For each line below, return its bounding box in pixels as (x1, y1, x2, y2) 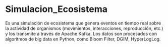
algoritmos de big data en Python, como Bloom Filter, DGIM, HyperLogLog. (5, 36, 161, 42)
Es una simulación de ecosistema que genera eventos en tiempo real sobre (5, 20, 161, 26)
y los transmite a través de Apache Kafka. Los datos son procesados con (5, 30, 157, 36)
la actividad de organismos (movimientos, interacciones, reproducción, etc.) (5, 25, 163, 31)
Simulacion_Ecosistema (5, 3, 107, 15)
